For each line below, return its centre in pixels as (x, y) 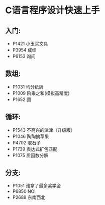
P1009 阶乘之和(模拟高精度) (41, 93)
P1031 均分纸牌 (28, 87)
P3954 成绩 (24, 50)
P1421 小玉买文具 (30, 44)
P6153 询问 (24, 56)
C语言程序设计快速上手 (52, 10)
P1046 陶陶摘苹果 (31, 136)
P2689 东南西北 (29, 197)
